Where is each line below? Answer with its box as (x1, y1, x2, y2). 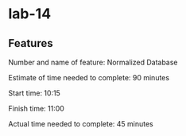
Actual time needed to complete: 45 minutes (8, 119, 153, 128)
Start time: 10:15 (8, 88, 61, 98)
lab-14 (8, 5, 52, 23)
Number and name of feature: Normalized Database (8, 57, 178, 67)
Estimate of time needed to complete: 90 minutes (8, 73, 169, 82)
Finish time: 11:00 (8, 104, 65, 113)
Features (8, 37, 53, 50)
